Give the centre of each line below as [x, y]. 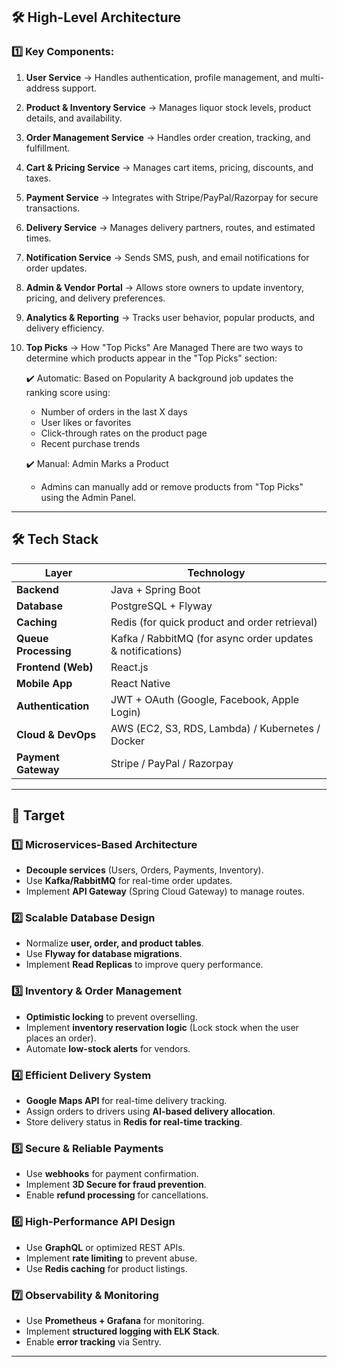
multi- [312, 77]
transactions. [53, 208]
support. [79, 88]
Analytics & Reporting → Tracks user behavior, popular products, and [170, 317]
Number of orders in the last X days [114, 411]
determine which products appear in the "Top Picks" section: [151, 358]
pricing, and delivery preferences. [95, 298]
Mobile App [44, 683]
